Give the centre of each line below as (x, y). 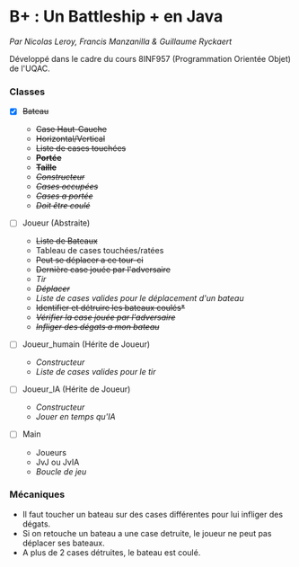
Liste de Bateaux (67, 241)
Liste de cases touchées (81, 148)
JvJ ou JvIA (57, 462)
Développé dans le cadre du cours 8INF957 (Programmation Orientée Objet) (150, 58)
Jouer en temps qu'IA (75, 417)
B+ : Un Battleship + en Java (116, 17)
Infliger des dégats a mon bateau (97, 327)
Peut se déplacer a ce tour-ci (89, 260)
